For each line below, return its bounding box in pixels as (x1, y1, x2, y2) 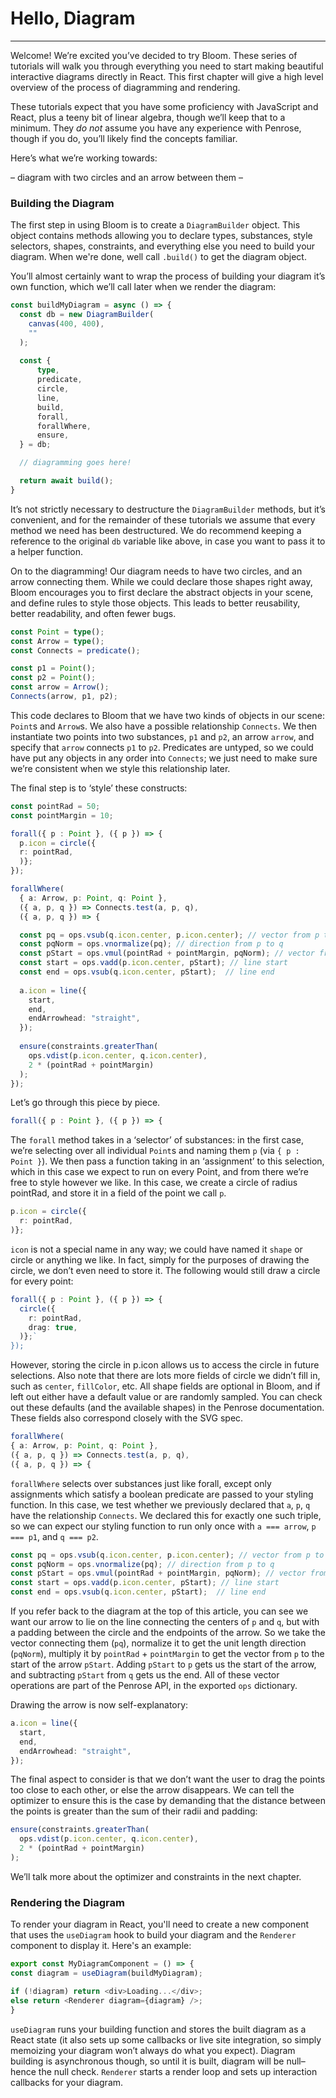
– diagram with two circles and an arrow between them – (10, 171, 244, 183)
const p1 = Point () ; (10, 663, 97, 674)
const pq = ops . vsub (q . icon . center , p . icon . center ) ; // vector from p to (10, 1550, 325, 1560)
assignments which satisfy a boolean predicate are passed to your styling (10, 1488, 314, 1500)
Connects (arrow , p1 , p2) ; (10, 692, 118, 702)
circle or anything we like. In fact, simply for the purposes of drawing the (10, 1253, 310, 1266)
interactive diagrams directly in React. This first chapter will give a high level (10, 70, 324, 82)
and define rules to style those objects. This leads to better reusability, (10, 597, 301, 609)
